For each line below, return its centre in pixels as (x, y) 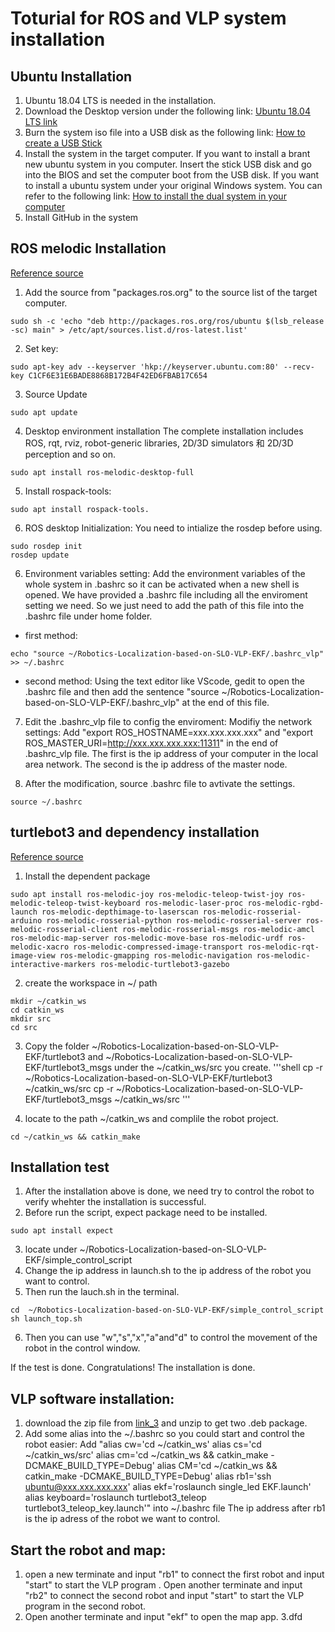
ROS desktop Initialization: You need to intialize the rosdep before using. (173, 528)
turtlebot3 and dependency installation (135, 832)
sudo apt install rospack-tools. (80, 509)
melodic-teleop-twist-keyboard (75, 903)
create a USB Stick (63, 143)
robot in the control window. (82, 1348)
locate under (51, 1249)
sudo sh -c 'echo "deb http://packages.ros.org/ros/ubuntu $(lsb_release (167, 321)
